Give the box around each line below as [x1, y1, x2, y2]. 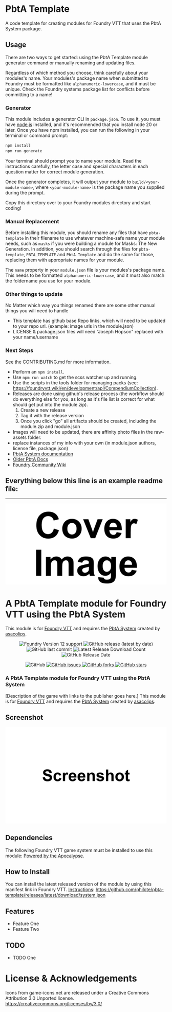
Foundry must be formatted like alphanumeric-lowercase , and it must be [5, 80, 156, 86]
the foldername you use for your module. [5, 278, 92, 284]
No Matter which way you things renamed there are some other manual [5, 302, 156, 309]
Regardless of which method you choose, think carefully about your [5, 69, 148, 76]
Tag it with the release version [20, 412, 84, 418]
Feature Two [12, 926, 39, 932]
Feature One [12, 920, 39, 927]
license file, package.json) [12, 445, 69, 451]
